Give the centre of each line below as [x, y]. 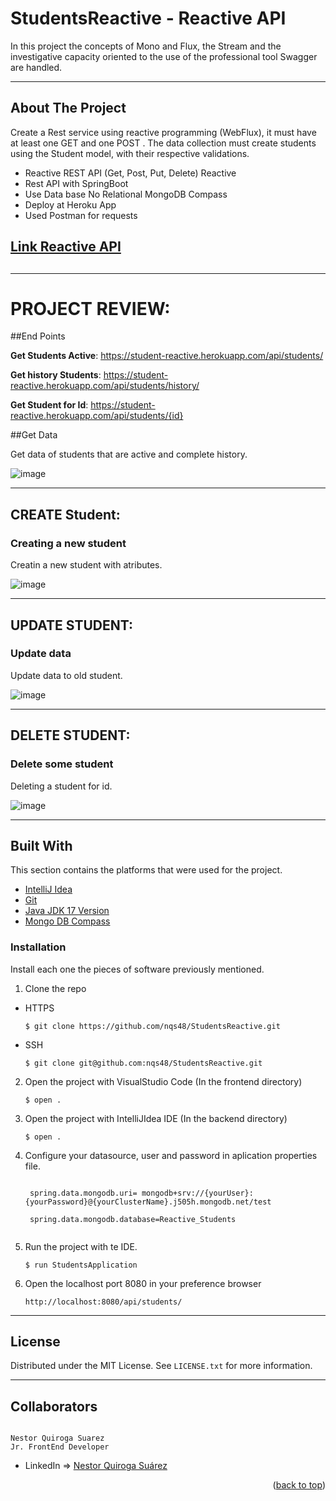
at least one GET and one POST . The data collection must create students [163, 143]
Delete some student [62, 764]
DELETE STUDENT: [70, 735]
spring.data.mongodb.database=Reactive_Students [133, 1219]
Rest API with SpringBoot [76, 183]
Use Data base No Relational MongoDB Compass [126, 194]
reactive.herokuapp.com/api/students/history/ [105, 386]
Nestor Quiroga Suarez [57, 1438]
